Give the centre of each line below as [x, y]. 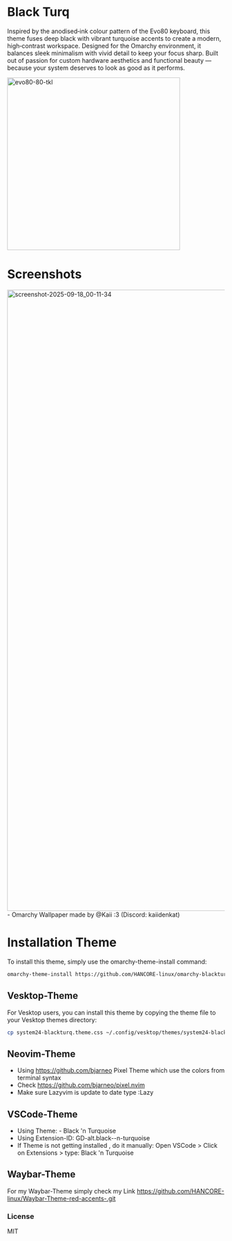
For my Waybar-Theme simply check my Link [71, 1191]
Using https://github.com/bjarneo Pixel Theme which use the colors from [121, 1071]
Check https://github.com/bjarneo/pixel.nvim [81, 1085]
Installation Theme [62, 942]
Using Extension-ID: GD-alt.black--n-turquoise [84, 1138]
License [21, 1216]
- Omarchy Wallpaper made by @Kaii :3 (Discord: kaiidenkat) [94, 915]
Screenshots [45, 274]
